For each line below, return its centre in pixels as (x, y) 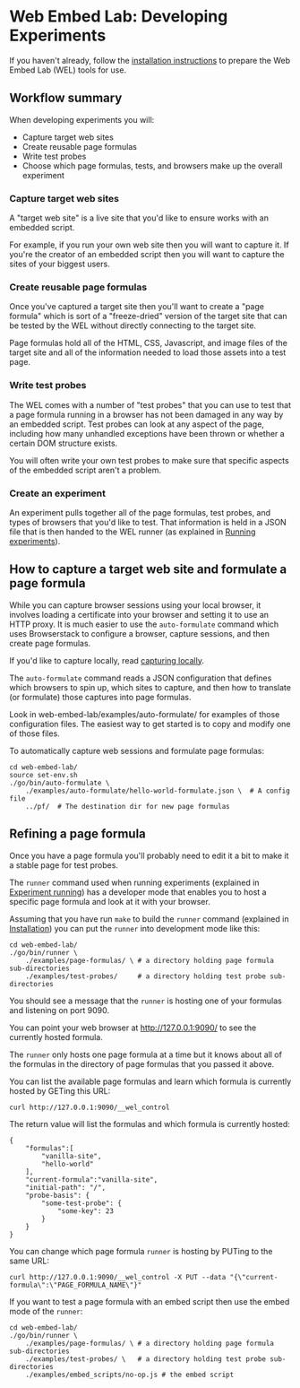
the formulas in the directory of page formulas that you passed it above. (142, 1063)
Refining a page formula (77, 834)
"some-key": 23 (86, 1211)
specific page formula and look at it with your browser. (110, 901)
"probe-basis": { (58, 1195)
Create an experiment (57, 493)
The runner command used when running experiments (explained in (134, 882)
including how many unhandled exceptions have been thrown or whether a (147, 433)
